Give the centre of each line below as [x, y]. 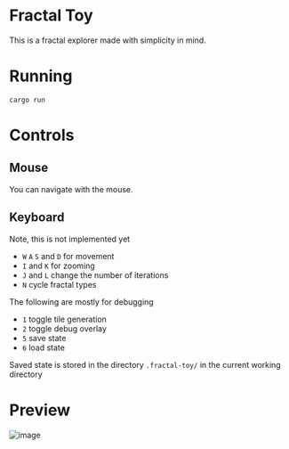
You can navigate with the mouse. [71, 189]
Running [41, 76]
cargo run [28, 100]
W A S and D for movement [68, 256]
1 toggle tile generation [64, 319]
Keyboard [37, 218]
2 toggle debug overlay [64, 328]
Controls [42, 135]
